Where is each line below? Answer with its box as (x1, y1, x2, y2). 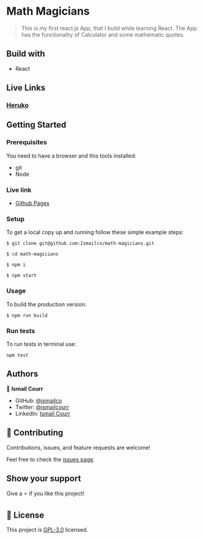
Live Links (6, 82, 46, 93)
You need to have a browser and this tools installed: (6, 152, 136, 159)
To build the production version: (6, 301, 87, 308)
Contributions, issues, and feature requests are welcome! (6, 444, 151, 451)
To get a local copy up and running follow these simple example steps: (6, 229, 184, 236)
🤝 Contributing (6, 428, 64, 438)
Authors (6, 369, 39, 380)
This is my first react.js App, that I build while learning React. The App (21, 24, 197, 32)
